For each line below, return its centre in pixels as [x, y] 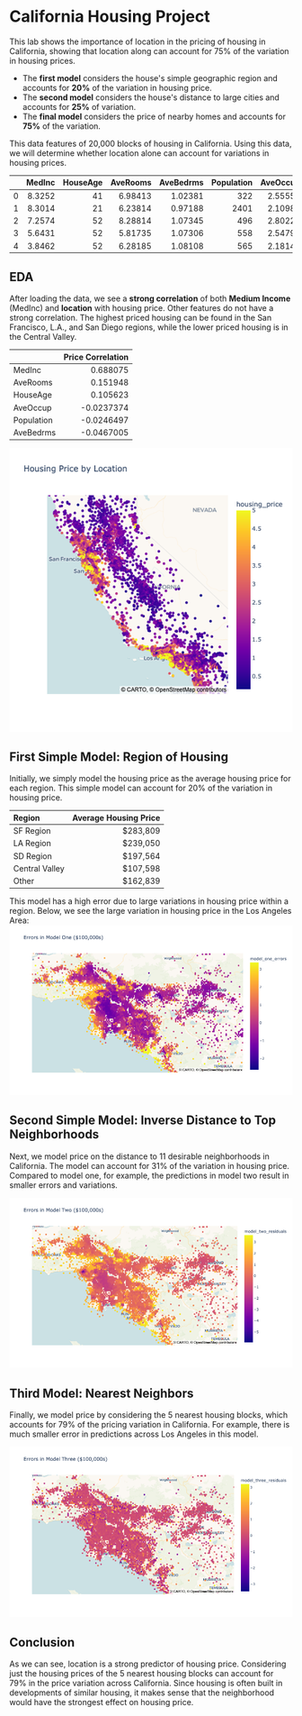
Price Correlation [96, 357]
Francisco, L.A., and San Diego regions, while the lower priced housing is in [149, 327]
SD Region [32, 856]
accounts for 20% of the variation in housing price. [117, 87]
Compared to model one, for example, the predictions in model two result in [149, 1175]
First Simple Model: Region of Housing [119, 757]
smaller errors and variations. [64, 1185]
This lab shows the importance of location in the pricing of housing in [138, 41]
